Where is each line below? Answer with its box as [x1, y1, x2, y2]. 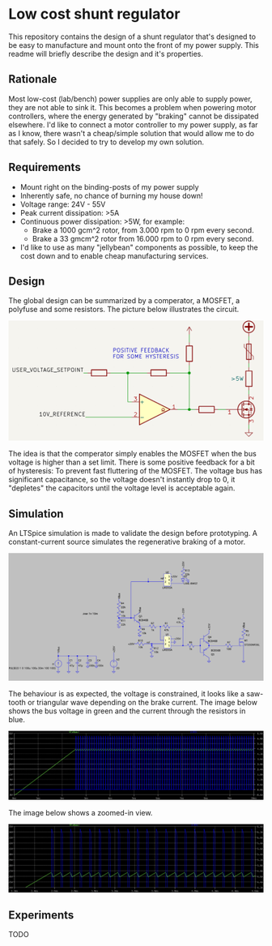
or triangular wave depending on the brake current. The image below [28, 698, 257, 708]
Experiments [8, 909, 74, 922]
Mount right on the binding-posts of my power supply [19, 182, 200, 191]
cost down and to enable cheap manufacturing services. [19, 250, 209, 260]
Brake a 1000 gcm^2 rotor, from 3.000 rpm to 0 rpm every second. [32, 225, 254, 235]
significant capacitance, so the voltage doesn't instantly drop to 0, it [8, 475, 236, 485]
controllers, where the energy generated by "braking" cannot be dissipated [8, 111, 259, 121]
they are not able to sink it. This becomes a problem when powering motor [8, 102, 257, 112]
